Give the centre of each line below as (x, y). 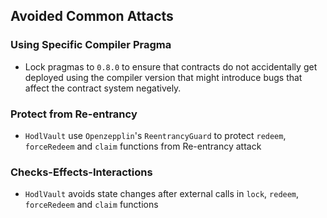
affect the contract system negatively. (103, 88)
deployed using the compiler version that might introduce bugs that (163, 77)
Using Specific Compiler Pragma (91, 45)
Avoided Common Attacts (92, 16)
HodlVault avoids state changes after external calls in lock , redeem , (162, 194)
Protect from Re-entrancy (74, 114)
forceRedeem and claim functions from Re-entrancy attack (143, 146)
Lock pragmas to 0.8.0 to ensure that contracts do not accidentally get (171, 66)
